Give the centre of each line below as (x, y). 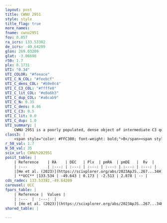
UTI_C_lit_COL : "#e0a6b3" (32, 93)
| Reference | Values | (40, 194)
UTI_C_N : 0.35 (20, 102)
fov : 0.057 (16, 38)
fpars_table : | (21, 190)
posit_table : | (21, 157)
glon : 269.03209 (22, 51)
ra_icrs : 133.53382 (25, 42)
